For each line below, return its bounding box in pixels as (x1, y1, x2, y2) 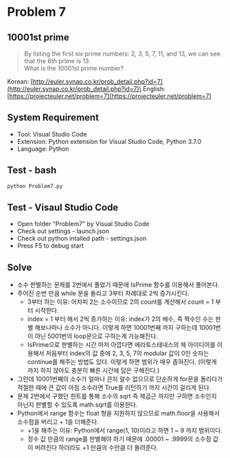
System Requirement (7, 112, 100, 123)
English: (143, 85, 166, 93)
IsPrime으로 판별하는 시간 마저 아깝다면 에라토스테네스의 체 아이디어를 (27, 341, 216, 349)
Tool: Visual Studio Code (16, 130, 87, 138)
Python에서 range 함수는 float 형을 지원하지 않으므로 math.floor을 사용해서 (16, 409, 220, 418)
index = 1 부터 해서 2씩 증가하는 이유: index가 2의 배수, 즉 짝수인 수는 (27, 315, 214, 323)
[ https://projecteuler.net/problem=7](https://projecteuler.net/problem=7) (7, 92, 211, 100)
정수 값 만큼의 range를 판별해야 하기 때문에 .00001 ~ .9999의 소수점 (27, 435, 211, 443)
